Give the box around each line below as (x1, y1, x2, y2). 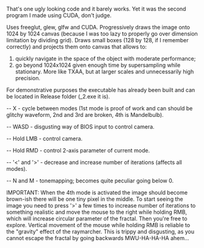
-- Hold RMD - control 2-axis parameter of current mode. (6, 147, 150, 154)
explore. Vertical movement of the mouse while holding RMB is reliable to (6, 222, 191, 228)
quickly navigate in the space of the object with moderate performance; (15, 55, 196, 62)
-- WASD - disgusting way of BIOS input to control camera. (6, 123, 155, 130)
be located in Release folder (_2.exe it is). (6, 93, 110, 100)
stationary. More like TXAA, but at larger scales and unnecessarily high (15, 68, 194, 75)
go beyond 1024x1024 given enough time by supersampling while (15, 61, 181, 69)
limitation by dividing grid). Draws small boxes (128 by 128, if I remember (6, 37, 189, 43)
